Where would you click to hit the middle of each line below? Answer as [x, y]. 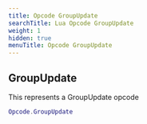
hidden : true [30, 38]
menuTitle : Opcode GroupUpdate [60, 46]
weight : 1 [25, 30]
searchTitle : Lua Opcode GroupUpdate [71, 23]
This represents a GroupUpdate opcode [74, 97]
